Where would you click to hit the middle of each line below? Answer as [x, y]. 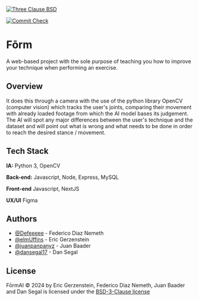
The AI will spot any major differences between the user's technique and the [99, 120]
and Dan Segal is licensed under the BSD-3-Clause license [78, 291]
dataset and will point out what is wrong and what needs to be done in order [99, 126]
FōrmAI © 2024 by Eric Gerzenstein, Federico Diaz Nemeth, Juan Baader [96, 286]
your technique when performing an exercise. [62, 67]
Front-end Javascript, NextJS [43, 188]
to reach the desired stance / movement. [56, 132]
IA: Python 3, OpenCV [33, 165]
